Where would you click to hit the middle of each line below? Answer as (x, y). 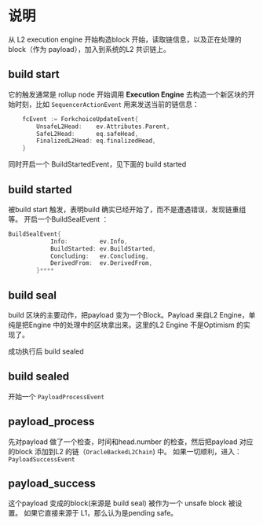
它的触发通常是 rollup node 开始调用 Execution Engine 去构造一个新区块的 (128, 94)
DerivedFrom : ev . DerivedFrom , (101, 263)
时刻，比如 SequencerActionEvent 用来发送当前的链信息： (107, 104)
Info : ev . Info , (89, 241)
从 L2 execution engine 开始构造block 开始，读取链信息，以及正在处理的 (125, 39)
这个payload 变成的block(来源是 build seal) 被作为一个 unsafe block (117, 503)
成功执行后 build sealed (46, 351)
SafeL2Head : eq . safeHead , (88, 134)
